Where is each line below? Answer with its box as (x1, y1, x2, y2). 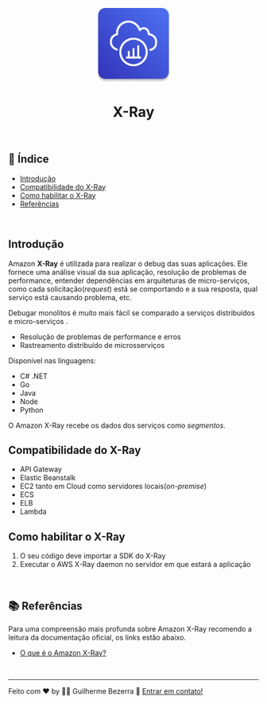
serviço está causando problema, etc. (8, 292, 133, 302)
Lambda (19, 506, 47, 517)
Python (19, 405, 44, 414)
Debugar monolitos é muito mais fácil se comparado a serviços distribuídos (8, 307, 256, 318)
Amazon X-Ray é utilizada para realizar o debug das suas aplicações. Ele (8, 259, 248, 268)
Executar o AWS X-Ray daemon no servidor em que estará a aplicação (19, 560, 251, 569)
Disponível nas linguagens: (8, 355, 97, 366)
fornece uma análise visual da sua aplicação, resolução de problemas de (8, 267, 247, 276)
